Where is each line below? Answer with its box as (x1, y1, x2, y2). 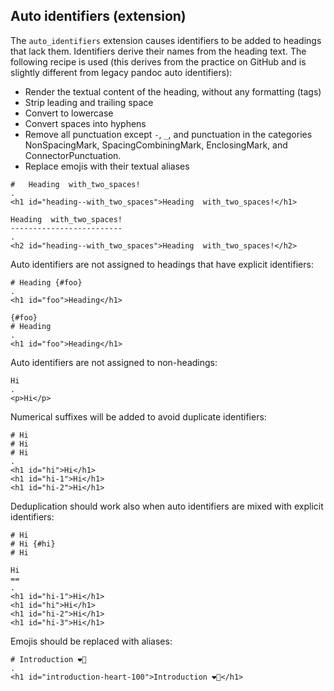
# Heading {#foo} (10, 277, 83, 288)
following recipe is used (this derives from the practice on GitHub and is (10, 55, 307, 68)
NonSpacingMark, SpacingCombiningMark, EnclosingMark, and (24, 139, 288, 151)
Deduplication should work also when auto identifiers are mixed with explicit (10, 500, 324, 512)
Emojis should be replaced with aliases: (10, 635, 173, 647)
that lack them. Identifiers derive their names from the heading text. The (10, 45, 307, 57)
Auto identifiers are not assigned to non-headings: (10, 356, 218, 368)
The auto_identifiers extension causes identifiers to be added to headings (10, 34, 322, 46)
